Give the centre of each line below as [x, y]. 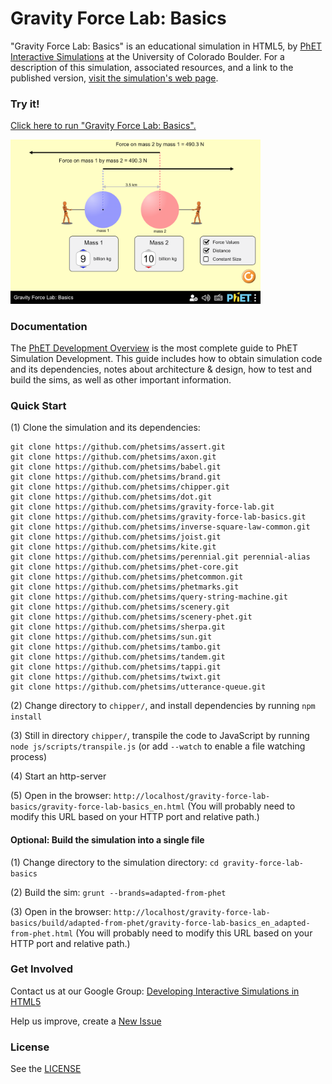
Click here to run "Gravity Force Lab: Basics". [103, 126]
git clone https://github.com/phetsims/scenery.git [120, 607]
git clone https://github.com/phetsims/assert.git [118, 447]
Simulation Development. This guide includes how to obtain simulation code [166, 359]
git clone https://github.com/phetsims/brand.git [116, 477]
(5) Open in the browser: [61, 796]
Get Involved [42, 969]
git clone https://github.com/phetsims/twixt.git [116, 677]
